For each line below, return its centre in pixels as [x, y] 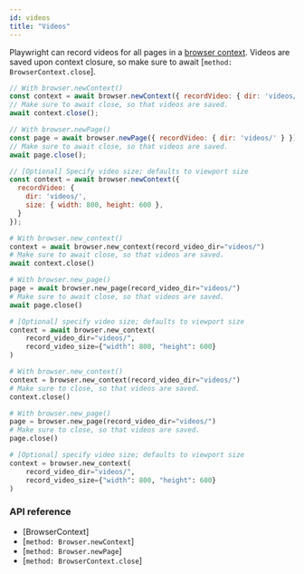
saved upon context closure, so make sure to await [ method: [121, 62]
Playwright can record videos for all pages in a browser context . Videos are [150, 52]
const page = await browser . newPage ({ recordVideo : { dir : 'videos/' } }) [153, 138]
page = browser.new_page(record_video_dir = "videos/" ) [113, 422]
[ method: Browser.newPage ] [72, 550]
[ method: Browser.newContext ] [78, 541]
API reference [40, 511]
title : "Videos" [40, 26]
